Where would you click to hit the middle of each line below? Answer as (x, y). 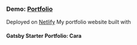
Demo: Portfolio (29, 9)
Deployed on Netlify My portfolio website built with (69, 22)
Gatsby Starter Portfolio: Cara (44, 35)
